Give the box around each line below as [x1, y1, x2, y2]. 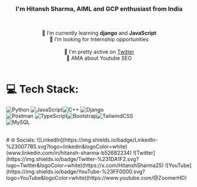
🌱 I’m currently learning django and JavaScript [42, 29, 156, 37]
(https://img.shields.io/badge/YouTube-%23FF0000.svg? [6, 168, 146, 175]
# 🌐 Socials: [6, 136, 36, 143]
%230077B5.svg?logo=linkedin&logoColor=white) [6, 143, 128, 150]
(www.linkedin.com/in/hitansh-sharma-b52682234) [6, 149, 132, 156]
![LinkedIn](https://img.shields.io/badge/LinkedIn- [37, 136, 158, 143]
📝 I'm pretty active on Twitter [64, 48, 134, 55]
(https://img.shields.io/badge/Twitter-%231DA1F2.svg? [6, 156, 139, 163]
